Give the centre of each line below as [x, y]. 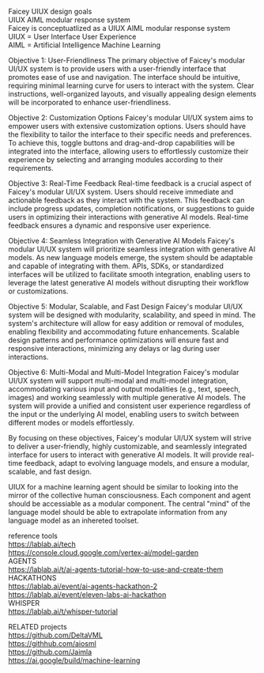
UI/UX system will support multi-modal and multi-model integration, [118, 380]
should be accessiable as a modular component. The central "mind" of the [129, 504]
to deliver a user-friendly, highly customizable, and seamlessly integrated [128, 446]
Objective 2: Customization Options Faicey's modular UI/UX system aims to [131, 117]
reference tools [33, 536]
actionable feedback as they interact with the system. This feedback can [126, 200]
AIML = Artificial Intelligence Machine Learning [84, 45]
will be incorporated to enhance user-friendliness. [90, 102]
